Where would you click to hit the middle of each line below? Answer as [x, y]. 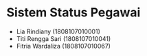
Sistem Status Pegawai [73, 13]
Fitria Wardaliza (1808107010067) [64, 46]
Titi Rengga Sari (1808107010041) [64, 38]
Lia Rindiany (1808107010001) [58, 31]
